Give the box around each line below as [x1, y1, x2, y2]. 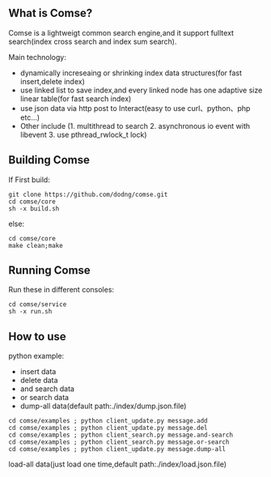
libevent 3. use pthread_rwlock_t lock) [19, 130, 147, 139]
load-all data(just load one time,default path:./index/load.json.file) [8, 459, 227, 469]
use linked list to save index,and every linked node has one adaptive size [19, 85, 263, 95]
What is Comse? [8, 6, 93, 20]
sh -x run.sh [8, 308, 53, 316]
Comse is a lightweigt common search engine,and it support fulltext [8, 28, 235, 37]
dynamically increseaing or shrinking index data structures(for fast [19, 68, 243, 78]
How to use [8, 330, 66, 343]
